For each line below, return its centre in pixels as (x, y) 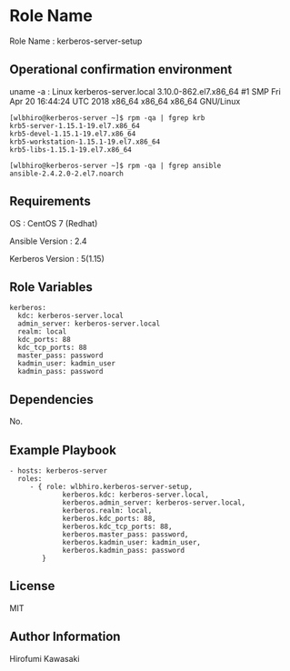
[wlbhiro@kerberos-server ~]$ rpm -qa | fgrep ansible (115, 165)
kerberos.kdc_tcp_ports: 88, (117, 526)
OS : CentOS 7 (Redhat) (54, 223)
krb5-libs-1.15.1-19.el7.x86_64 (70, 150)
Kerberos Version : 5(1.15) (57, 258)
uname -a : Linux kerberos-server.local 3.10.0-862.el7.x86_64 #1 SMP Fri (145, 91)
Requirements (50, 201)
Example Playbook (63, 450)
